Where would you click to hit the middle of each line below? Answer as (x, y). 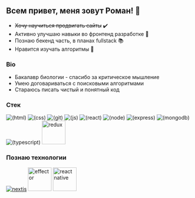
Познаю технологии (36, 158)
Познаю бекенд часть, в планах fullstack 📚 (69, 40)
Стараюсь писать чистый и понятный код (67, 90)
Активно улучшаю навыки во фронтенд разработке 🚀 (82, 34)
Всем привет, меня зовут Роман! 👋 (73, 11)
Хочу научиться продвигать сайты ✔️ (61, 25)
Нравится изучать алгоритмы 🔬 (54, 49)
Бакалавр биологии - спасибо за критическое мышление (87, 77)
